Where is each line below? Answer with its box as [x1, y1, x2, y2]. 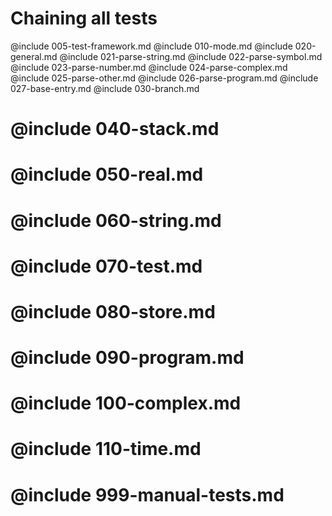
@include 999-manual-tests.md [10, 483, 285, 506]
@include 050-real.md [10, 163, 204, 186]
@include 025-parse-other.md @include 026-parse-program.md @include [10, 72, 319, 84]
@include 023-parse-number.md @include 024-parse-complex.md [10, 61, 288, 73]
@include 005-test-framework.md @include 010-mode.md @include [10, 40, 293, 52]
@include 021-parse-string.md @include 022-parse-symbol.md [59, 50, 323, 62]
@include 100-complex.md [10, 392, 242, 415]
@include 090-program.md [10, 347, 245, 369]
